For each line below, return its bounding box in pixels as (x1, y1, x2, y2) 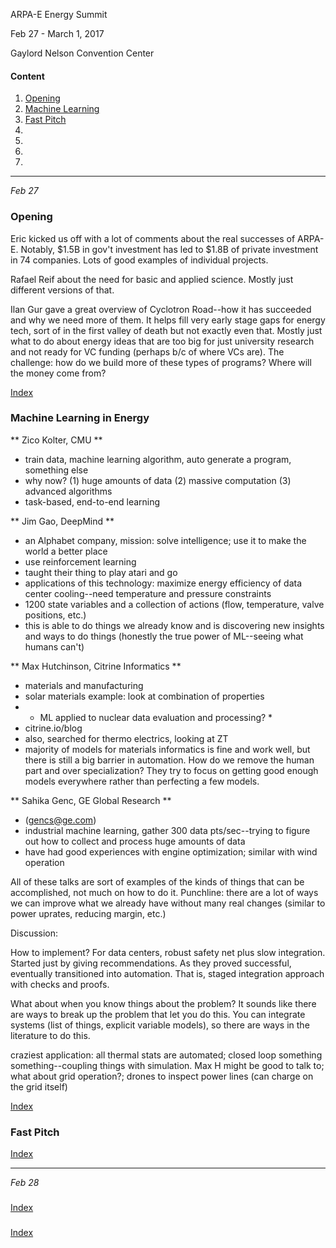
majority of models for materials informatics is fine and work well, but (24, 743, 311, 755)
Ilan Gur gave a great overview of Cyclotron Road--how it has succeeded (10, 303, 312, 315)
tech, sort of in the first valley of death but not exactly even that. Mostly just (10, 324, 323, 336)
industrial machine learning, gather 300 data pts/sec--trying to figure (24, 824, 311, 836)
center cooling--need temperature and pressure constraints (24, 587, 272, 599)
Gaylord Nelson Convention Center (10, 47, 155, 59)
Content (10, 70, 45, 82)
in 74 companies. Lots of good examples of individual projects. (10, 254, 269, 266)
